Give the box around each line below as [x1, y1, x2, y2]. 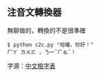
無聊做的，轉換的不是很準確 [7, 26, 86, 35]
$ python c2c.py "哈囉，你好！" [7, 41, 94, 48]
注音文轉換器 [7, 6, 62, 19]
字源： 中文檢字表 [7, 61, 56, 70]
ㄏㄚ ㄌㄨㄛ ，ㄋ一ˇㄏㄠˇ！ [7, 48, 77, 55]
